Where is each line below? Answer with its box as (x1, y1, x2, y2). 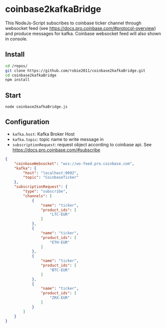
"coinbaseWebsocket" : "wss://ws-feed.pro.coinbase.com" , (14, 161, 135, 166)
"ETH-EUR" (49, 240, 70, 245)
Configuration (5, 118, 50, 126)
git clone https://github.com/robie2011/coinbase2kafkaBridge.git (5, 68, 146, 73)
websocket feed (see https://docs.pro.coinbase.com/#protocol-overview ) (5, 25, 157, 31)
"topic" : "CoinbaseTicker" (23, 175, 79, 180)
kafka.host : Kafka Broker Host (12, 131, 75, 137)
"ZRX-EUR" (49, 295, 70, 301)
